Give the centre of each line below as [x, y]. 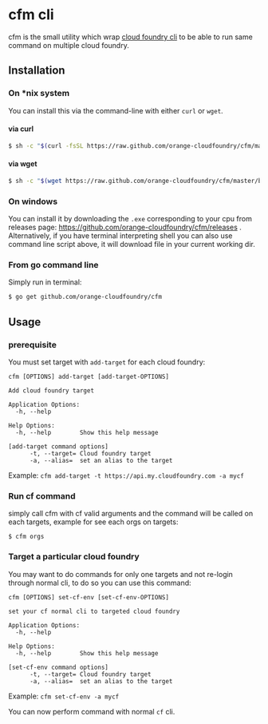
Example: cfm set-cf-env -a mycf [64, 696]
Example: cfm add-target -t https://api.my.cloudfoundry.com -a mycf [126, 475]
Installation [37, 71]
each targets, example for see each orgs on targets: [93, 522]
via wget [23, 164]
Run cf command [42, 495]
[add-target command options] [59, 446]
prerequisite [33, 344]
